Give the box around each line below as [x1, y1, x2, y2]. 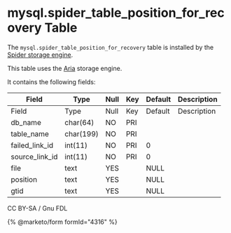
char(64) [64, 117, 94, 127]
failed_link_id [10, 140, 54, 150]
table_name [10, 128, 49, 138]
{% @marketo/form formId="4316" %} [7, 218, 118, 226]
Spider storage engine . [7, 51, 73, 59]
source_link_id [10, 152, 58, 161]
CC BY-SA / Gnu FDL [7, 204, 68, 212]
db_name [10, 117, 42, 127]
